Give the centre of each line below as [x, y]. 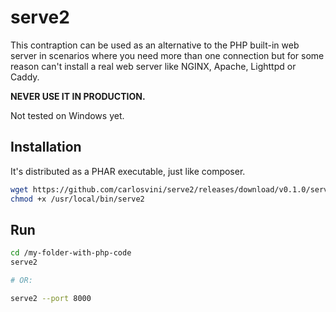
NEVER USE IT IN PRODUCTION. [78, 96]
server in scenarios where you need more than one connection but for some [167, 55]
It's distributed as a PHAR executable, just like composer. [128, 171]
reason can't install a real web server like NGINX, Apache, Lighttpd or [153, 66]
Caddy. [25, 77]
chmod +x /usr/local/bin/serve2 [77, 199]
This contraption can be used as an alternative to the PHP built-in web [155, 45]
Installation [46, 147]
